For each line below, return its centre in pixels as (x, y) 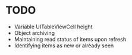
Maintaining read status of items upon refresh (70, 39)
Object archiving (34, 33)
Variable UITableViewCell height (53, 27)
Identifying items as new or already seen (64, 46)
